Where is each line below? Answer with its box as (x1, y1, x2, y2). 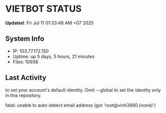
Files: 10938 (12, 59, 38, 65)
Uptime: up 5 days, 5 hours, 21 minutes (12, 53, 95, 59)
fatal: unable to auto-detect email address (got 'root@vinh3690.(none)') (5, 102, 156, 108)
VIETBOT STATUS (5, 3, 82, 15)
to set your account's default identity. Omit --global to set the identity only (5, 87, 161, 93)
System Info (5, 34, 45, 43)
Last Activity (5, 73, 47, 82)
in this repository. (5, 92, 42, 98)
